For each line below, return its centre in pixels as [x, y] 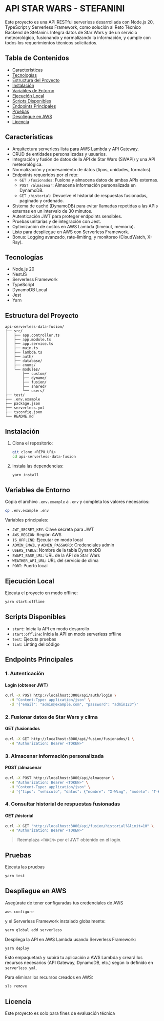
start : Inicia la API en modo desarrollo [51, 629]
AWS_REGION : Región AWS [37, 535]
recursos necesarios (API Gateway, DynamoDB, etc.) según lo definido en [79, 963]
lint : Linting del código [36, 644]
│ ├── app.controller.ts [32, 335]
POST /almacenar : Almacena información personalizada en [77, 185]
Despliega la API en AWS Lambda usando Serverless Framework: [71, 939]
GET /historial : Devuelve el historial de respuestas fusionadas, [83, 195]
